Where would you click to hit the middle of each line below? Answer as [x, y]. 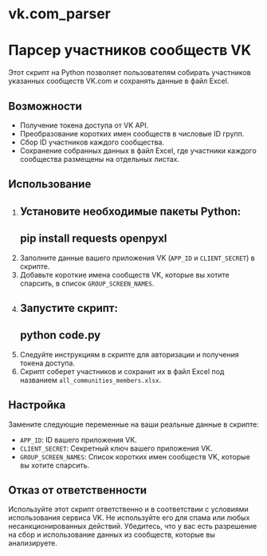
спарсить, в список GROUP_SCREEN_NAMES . [87, 283]
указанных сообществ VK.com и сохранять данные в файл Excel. [119, 81]
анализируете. [33, 543]
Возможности [45, 106]
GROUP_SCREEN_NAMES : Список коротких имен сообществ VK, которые [135, 456]
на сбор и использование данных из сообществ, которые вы [112, 534]
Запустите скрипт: [69, 308]
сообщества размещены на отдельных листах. [100, 159]
